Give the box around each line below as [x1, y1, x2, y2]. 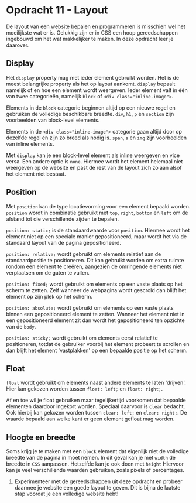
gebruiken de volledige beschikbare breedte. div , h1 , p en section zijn [6, 110, 174, 117]
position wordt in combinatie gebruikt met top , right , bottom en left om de [6, 209, 188, 216]
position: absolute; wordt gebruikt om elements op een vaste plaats [6, 304, 174, 311]
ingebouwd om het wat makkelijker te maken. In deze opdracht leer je [6, 35, 174, 42]
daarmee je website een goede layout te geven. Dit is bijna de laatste [14, 484, 181, 491]
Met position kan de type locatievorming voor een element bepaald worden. [6, 203, 191, 210]
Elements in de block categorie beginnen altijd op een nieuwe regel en [6, 104, 176, 111]
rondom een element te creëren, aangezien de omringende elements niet [6, 263, 183, 270]
